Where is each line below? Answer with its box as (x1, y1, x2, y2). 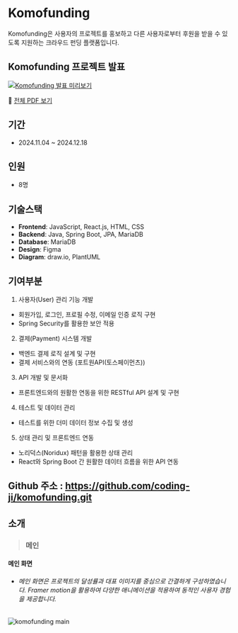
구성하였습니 (191, 576, 227, 586)
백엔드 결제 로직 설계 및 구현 (18, 349, 96, 357)
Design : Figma (18, 245, 61, 254)
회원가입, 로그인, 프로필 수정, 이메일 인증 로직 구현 (18, 310, 156, 318)
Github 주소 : (8, 480, 64, 492)
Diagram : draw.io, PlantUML (18, 253, 101, 262)
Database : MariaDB (18, 237, 76, 246)
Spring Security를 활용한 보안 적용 (18, 319, 115, 327)
